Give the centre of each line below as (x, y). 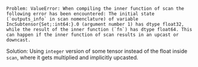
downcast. (19, 40)
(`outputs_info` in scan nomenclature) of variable (72, 19)
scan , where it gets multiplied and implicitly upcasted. (72, 57)
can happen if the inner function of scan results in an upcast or (93, 35)
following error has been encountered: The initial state (80, 14)
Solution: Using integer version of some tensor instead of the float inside (97, 51)
